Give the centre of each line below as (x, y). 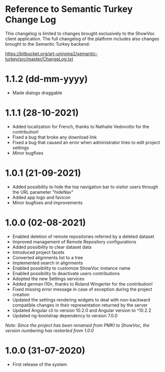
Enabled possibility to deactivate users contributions (66, 273)
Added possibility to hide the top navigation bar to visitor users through (85, 187)
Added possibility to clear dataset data (52, 247)
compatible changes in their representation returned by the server (80, 305)
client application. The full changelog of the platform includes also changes (82, 39)
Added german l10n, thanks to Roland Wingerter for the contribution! (82, 284)
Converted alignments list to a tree (48, 257)
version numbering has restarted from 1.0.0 (49, 330)
